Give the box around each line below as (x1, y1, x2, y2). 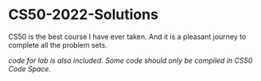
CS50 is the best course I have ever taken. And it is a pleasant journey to (8, 32, 247, 41)
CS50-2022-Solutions (8, 6, 159, 24)
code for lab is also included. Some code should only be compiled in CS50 (8, 56, 253, 65)
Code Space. (8, 64, 52, 73)
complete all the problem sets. (8, 40, 107, 49)
